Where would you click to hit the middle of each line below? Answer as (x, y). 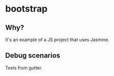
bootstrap (26, 9)
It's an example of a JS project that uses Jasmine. (57, 40)
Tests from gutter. (24, 68)
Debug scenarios (33, 55)
